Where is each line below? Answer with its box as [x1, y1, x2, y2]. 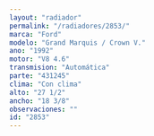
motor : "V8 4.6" [9, 55, 70, 64]
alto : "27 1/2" [9, 88, 66, 97]
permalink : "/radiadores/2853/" [9, 21, 130, 30]
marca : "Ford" [9, 30, 63, 38]
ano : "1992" [9, 47, 54, 55]
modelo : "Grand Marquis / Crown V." [9, 38, 146, 47]
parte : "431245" [9, 72, 70, 81]
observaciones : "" [9, 105, 78, 114]
